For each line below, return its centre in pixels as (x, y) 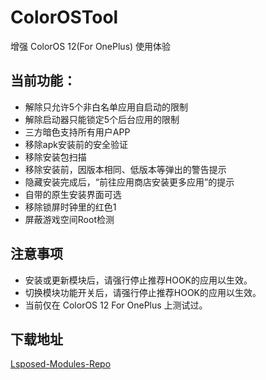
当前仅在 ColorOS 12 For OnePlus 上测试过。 (116, 305)
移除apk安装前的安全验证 (76, 144)
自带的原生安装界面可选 (73, 194)
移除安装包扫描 (55, 157)
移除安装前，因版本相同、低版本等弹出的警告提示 (125, 169)
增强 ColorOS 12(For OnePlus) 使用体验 (91, 46)
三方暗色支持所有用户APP (77, 132)
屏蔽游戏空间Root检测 (69, 219)
